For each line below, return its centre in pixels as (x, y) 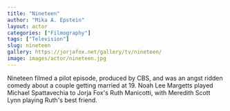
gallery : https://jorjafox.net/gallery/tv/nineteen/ (85, 52)
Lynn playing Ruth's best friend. (52, 100)
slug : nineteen (29, 46)
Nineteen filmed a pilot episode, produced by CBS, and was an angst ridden (115, 78)
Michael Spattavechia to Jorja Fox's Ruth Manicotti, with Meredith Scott (109, 92)
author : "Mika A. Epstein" (46, 20)
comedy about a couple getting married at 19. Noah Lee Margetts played (110, 85)
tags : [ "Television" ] (38, 39)
